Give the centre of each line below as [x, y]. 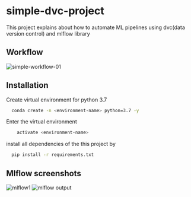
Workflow [25, 53]
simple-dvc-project [55, 11]
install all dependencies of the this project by [61, 144]
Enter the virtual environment [42, 122]
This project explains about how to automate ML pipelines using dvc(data [95, 27]
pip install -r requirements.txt [53, 155]
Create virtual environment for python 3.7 [57, 100]
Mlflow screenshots [44, 173]
